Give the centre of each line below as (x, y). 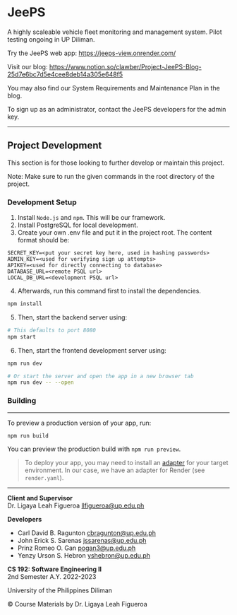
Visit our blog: (28, 66)
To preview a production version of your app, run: (79, 423)
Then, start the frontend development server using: (92, 350)
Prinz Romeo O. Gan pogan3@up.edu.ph (77, 548)
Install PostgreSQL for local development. (78, 225)
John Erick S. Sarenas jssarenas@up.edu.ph (82, 541)
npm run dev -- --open (41, 382)
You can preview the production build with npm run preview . (94, 449)
